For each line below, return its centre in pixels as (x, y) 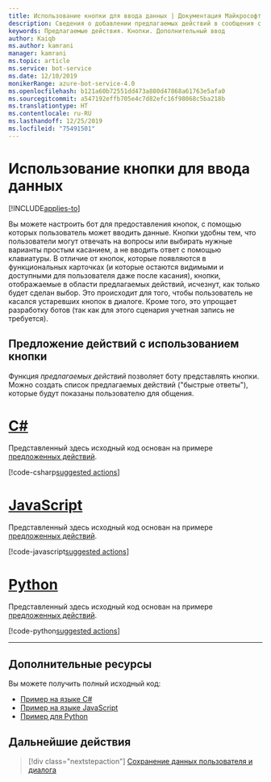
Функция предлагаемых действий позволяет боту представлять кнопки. (134, 376)
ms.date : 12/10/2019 (43, 76)
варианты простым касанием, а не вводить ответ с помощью (115, 249)
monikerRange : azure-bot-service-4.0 (72, 83)
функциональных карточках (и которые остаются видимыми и (116, 267)
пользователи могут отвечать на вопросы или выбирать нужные (121, 241)
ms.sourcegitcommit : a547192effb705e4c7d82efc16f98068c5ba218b (117, 99)
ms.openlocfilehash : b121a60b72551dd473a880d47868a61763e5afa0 (117, 91)
